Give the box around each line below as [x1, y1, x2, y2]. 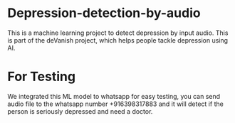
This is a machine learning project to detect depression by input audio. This [7, 28, 229, 37]
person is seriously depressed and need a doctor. [7, 107, 153, 115]
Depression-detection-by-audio [7, 5, 201, 21]
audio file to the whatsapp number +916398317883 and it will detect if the [7, 100, 224, 108]
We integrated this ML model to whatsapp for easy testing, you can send [7, 92, 221, 100]
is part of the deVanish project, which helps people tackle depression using [7, 36, 229, 44]
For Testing [7, 69, 76, 85]
